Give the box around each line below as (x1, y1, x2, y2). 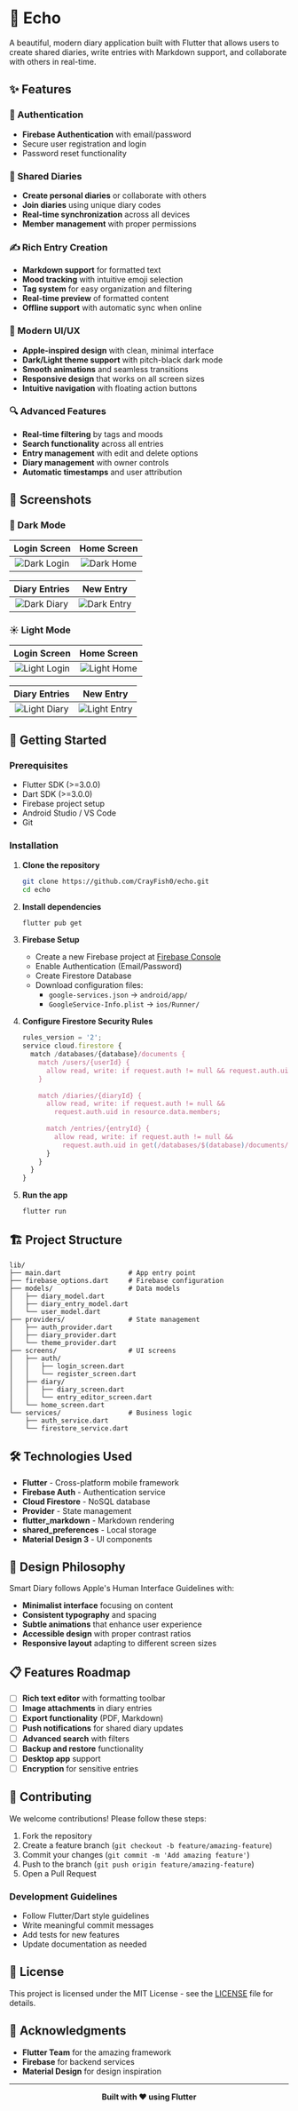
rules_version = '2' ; (21, 1033, 103, 1042)
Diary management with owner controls (21, 457, 169, 467)
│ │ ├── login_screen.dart (9, 1361, 125, 1371)
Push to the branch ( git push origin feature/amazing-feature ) (21, 1859, 255, 1869)
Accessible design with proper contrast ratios (21, 1629, 192, 1639)
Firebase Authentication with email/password (21, 129, 192, 139)
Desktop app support (21, 1753, 101, 1764)
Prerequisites (9, 760, 68, 772)
